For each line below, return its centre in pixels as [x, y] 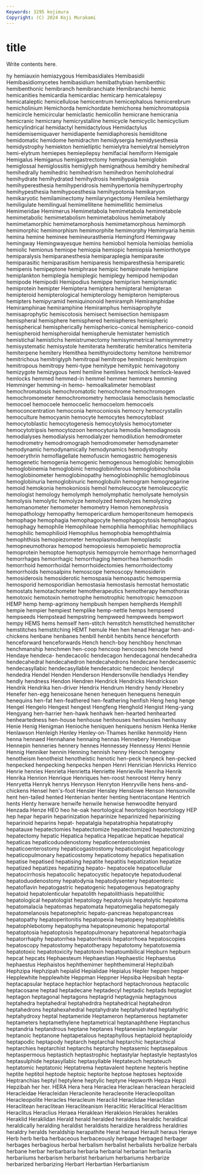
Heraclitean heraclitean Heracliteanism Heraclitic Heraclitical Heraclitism [97, 1106]
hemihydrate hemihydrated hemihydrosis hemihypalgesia [78, 179]
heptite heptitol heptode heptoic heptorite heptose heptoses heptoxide [95, 1074]
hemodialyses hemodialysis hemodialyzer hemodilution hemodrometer [95, 436]
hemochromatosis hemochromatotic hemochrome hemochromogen [91, 392]
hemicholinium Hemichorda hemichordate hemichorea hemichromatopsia [98, 108]
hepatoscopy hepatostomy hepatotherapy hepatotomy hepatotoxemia [93, 946]
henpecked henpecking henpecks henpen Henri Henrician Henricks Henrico [101, 765]
